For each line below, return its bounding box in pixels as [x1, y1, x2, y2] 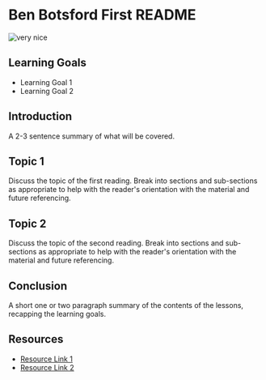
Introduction [8, 109, 73, 123]
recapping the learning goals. [8, 310, 107, 318]
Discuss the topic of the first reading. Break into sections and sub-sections [8, 176, 258, 186]
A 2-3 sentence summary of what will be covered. [8, 131, 175, 141]
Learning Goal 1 [19, 77, 73, 87]
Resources [8, 332, 64, 346]
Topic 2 [8, 216, 47, 230]
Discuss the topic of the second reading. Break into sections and [8, 238, 224, 248]
